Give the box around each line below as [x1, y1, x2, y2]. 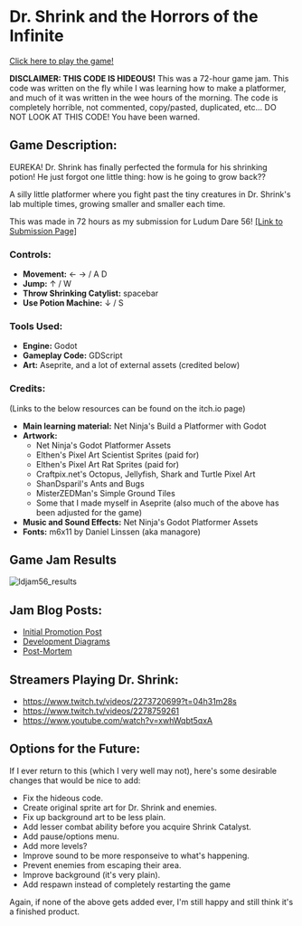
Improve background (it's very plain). [22, 869, 161, 880]
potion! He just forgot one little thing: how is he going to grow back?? [9, 171, 267, 182]
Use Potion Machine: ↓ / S [22, 298, 124, 308]
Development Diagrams [22, 636, 110, 647]
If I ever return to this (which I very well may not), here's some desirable [9, 765, 278, 776]
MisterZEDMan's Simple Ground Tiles [35, 487, 176, 498]
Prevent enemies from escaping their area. [22, 859, 182, 870]
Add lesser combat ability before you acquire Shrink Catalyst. [22, 821, 251, 832]
